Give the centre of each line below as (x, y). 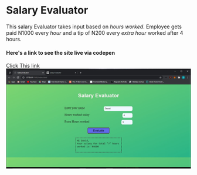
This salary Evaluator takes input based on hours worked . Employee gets (94, 27)
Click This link (23, 66)
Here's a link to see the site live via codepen (61, 52)
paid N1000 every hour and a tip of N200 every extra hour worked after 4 (95, 32)
